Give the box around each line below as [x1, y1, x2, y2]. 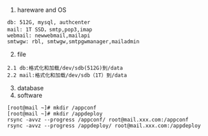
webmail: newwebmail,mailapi [7, 32, 91, 39]
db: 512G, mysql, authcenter [7, 19, 91, 26]
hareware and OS [16, 6, 67, 14]
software [16, 92, 43, 99]
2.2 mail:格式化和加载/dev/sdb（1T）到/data [7, 72, 127, 79]
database [16, 84, 44, 92]
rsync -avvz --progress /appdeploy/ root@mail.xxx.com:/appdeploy [7, 122, 201, 129]
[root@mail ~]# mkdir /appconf [7, 105, 97, 111]
